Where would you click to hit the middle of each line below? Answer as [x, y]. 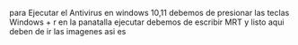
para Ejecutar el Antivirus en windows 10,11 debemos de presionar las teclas [149, 13]
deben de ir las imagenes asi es [68, 31]
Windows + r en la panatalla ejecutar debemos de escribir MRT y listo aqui [147, 22]
